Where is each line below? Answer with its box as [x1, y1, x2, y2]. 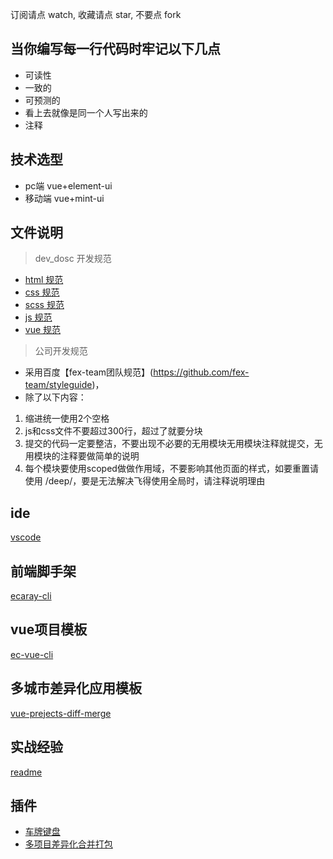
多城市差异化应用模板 [10, 680, 142, 697]
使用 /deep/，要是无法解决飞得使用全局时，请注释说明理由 [24, 475, 266, 487]
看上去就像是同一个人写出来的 [24, 106, 148, 118]
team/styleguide [24, 379, 93, 391]
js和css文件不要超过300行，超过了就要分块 [24, 425, 203, 437]
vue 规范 [24, 324, 62, 336]
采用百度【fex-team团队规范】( [24, 366, 154, 378]
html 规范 [24, 274, 64, 286]
